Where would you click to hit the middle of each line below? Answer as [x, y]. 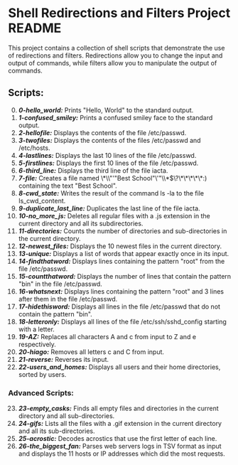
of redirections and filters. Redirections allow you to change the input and [115, 55]
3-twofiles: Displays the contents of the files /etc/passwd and [109, 140]
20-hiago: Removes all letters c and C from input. [91, 352]
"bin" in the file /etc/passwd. [60, 284]
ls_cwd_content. [42, 201]
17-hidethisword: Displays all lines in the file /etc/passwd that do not [119, 306]
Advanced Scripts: [41, 392]
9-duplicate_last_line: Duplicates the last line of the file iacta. [109, 208]
